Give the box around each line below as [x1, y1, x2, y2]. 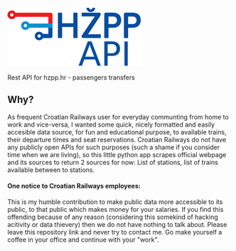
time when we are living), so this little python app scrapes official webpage [7, 150, 227, 159]
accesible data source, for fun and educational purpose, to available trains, [7, 127, 227, 136]
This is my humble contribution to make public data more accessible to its [7, 198, 223, 206]
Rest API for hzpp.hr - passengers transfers [7, 73, 135, 82]
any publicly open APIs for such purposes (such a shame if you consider [7, 143, 220, 151]
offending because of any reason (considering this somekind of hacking [7, 213, 218, 221]
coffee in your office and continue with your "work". [7, 235, 159, 244]
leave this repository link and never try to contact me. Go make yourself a [7, 228, 222, 237]
